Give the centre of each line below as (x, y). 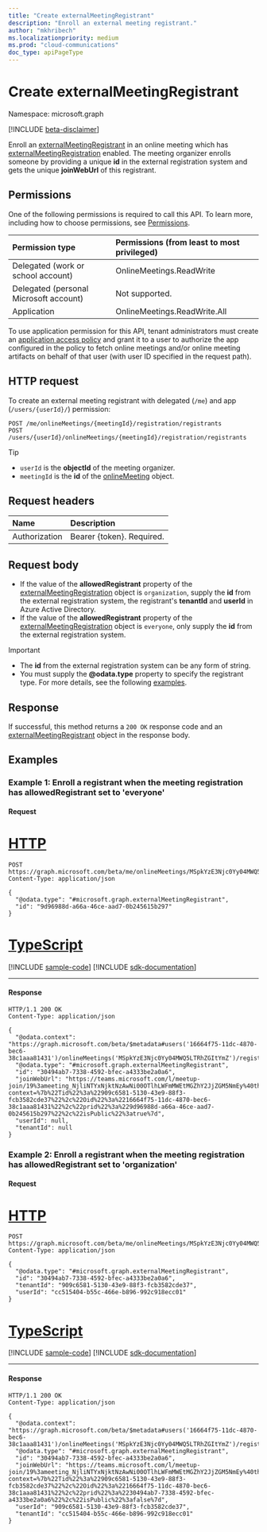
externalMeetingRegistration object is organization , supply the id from (135, 592)
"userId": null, (42, 1121)
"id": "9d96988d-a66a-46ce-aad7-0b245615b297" (94, 906)
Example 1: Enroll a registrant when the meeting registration (126, 782)
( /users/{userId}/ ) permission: (60, 409)
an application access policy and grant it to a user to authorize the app (124, 339)
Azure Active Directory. (58, 610)
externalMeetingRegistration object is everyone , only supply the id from (136, 626)
